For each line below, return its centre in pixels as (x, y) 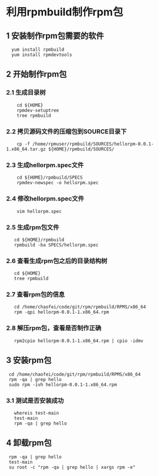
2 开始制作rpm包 (37, 74)
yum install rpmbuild (38, 50)
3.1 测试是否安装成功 (35, 401)
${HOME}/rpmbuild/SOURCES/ (81, 149)
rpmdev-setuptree (38, 110)
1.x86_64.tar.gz (26, 149)
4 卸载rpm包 (29, 443)
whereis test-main (37, 413)
